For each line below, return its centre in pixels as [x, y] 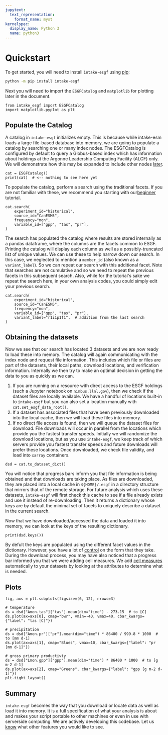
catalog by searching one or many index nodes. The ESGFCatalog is [75, 148]
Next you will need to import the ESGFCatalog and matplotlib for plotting [79, 90]
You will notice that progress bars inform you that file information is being [81, 474]
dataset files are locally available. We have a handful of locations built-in [87, 396]
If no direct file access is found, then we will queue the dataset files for [86, 423]
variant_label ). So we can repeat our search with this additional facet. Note [84, 265]
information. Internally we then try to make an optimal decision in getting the [84, 371]
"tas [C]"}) [40, 621]
